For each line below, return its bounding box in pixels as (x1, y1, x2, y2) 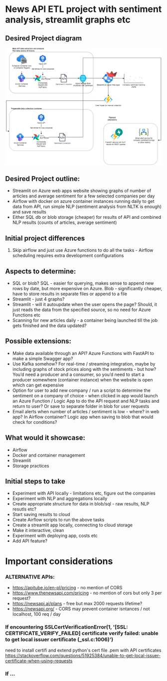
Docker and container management (12, 452, 86, 458)
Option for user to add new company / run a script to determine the (12, 387, 151, 393)
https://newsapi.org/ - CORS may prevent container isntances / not (12, 606, 150, 612)
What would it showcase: (5, 434, 86, 442)
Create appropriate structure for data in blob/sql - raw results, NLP (12, 501, 150, 507)
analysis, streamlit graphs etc (5, 14, 131, 25)
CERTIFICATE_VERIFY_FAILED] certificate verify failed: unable (5, 630, 159, 637)
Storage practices (12, 463, 49, 469)
